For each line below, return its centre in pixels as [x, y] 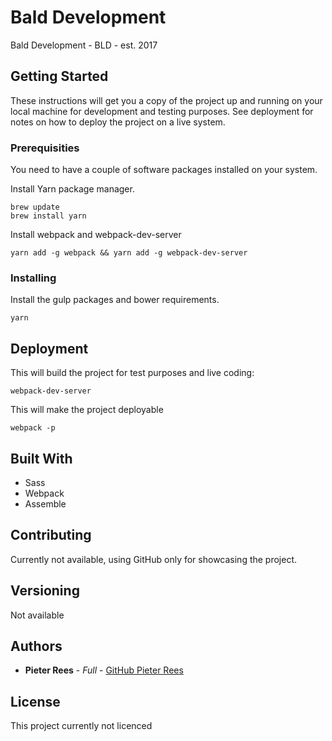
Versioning [45, 591]
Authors [36, 646]
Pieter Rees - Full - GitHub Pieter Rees [104, 670]
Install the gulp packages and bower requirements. [115, 300]
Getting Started [59, 76]
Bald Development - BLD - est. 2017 [84, 45]
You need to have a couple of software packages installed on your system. [164, 170]
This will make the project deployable [87, 410]
